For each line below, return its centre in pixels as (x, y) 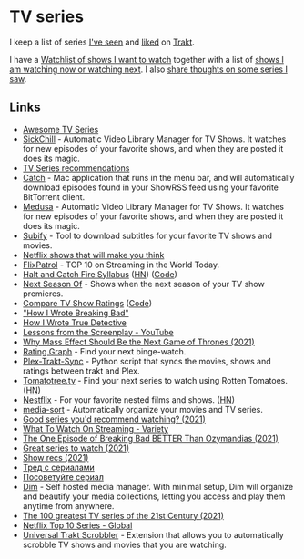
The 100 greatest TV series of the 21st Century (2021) (123, 515)
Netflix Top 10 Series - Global (77, 525)
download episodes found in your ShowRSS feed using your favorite (151, 187)
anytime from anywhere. (68, 505)
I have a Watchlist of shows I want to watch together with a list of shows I (147, 59)
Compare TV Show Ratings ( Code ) (87, 303)
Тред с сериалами (59, 467)
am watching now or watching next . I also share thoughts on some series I (149, 69)
